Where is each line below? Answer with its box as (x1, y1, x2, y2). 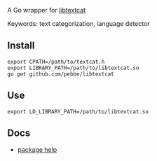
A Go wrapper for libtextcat (7, 6, 86, 14)
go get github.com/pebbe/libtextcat (7, 70, 114, 78)
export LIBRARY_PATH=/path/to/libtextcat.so (7, 64, 139, 71)
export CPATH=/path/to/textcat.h (7, 58, 105, 65)
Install (7, 40, 35, 52)
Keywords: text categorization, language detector (7, 20, 150, 27)
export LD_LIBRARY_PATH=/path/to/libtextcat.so (7, 108, 149, 115)
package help (17, 146, 57, 154)
